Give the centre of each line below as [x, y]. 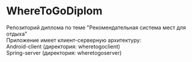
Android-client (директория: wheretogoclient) [63, 46]
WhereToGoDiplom [55, 11]
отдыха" [17, 33]
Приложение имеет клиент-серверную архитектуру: [74, 40]
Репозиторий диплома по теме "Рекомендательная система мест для [96, 27]
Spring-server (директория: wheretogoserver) [64, 52]
